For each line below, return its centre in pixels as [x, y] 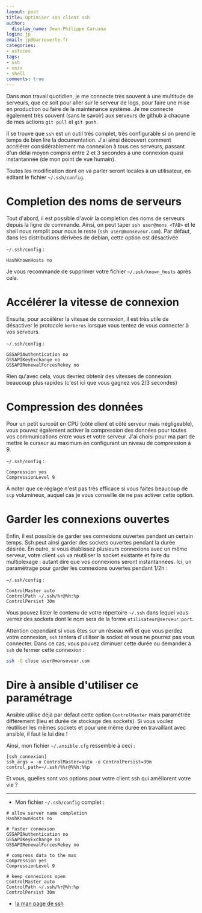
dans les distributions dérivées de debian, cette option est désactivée [92, 238]
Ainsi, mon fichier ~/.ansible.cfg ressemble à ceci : [71, 745]
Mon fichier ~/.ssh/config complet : [60, 802]
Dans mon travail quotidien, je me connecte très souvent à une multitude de [100, 96]
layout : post [23, 12]
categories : [21, 46]
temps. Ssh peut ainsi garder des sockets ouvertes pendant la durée [91, 542]
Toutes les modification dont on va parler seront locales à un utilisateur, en [99, 171]
